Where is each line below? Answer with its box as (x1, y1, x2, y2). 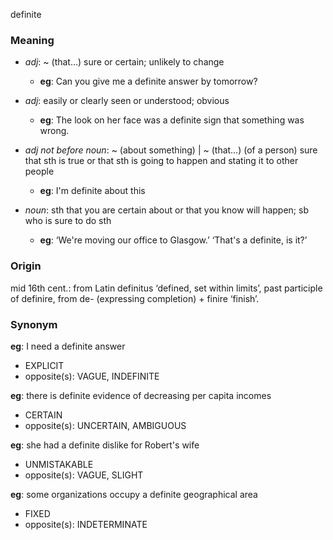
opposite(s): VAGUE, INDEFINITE (24, 370, 160, 382)
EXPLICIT (24, 359, 65, 371)
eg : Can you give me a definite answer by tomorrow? (39, 75, 258, 88)
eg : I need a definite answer (10, 340, 126, 352)
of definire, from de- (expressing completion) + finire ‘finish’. (10, 292, 260, 304)
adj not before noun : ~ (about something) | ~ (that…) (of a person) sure (24, 144, 318, 156)
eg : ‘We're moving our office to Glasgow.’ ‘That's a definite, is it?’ (39, 234, 308, 246)
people (24, 165, 55, 178)
